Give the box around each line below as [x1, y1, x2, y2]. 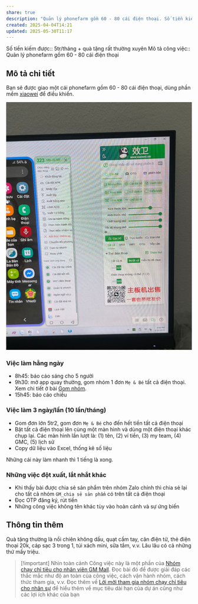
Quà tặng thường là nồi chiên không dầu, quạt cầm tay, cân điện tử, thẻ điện [6, 536, 191, 543]
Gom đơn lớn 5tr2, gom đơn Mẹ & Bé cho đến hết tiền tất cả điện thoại [14, 419, 184, 426]
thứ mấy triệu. [6, 548, 40, 555]
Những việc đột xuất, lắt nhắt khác [6, 471, 107, 479]
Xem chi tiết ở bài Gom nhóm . [14, 385, 87, 392]
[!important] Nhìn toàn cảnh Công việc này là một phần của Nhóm [20, 559, 181, 566]
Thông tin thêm [6, 520, 64, 530]
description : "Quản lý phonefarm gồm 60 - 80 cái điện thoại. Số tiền [6, 15, 183, 22]
